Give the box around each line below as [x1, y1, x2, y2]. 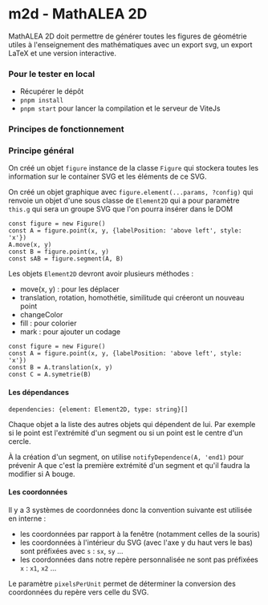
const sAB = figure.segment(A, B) [8, 255, 124, 263]
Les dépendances [8, 388, 70, 397]
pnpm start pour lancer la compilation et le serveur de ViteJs [19, 103, 221, 113]
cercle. [8, 436, 31, 446]
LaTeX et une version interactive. [8, 48, 116, 58]
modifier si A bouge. [8, 469, 75, 478]
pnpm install [19, 97, 64, 105]
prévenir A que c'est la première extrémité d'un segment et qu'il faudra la [8, 460, 250, 470]
